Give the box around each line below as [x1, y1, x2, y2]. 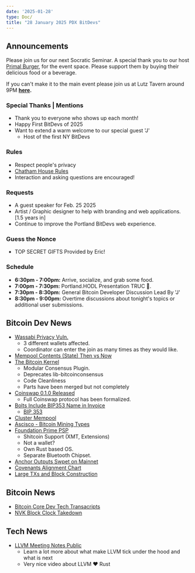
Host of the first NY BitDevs [23, 133, 90, 141]
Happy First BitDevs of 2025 [14, 121, 83, 128]
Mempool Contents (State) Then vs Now [14, 352, 112, 359]
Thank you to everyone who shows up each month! [14, 115, 139, 122]
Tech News [6, 526, 48, 536]
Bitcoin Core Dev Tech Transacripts [14, 503, 101, 510]
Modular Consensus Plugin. [23, 364, 90, 372]
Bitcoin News [6, 487, 56, 497]
